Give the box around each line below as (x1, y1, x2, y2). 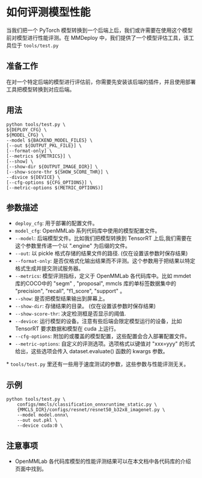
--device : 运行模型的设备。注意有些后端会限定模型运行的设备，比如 (14, 318, 182, 325)
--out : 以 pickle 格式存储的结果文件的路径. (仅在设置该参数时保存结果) (14, 250, 188, 257)
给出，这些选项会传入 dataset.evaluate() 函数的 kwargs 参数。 (14, 348, 168, 355)
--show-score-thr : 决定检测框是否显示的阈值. (14, 310, 126, 317)
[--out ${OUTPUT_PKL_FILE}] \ (6, 142, 82, 148)
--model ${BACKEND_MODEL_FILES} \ (6, 137, 93, 143)
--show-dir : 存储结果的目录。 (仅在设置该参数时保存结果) (14, 303, 156, 310)
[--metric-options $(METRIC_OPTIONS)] (6, 184, 103, 190)
